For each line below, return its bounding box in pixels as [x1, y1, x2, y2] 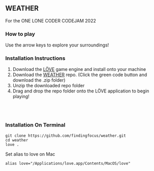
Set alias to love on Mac [5, 151, 55, 157]
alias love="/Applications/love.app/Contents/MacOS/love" [5, 161, 131, 166]
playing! [12, 93, 29, 100]
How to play [5, 30, 36, 37]
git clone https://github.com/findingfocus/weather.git [5, 133, 126, 138]
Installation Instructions [5, 55, 66, 62]
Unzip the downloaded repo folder [12, 83, 85, 89]
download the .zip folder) [12, 77, 66, 83]
